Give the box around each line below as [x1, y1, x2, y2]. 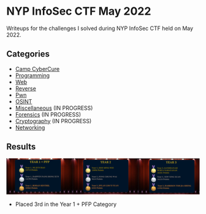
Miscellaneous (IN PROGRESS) [15, 104, 93, 112]
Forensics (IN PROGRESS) [15, 110, 82, 118]
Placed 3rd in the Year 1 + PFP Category [15, 201, 117, 208]
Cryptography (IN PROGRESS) [15, 117, 92, 124]
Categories [6, 49, 50, 59]
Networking [15, 124, 45, 131]
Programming [15, 72, 50, 79]
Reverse [15, 85, 37, 92]
